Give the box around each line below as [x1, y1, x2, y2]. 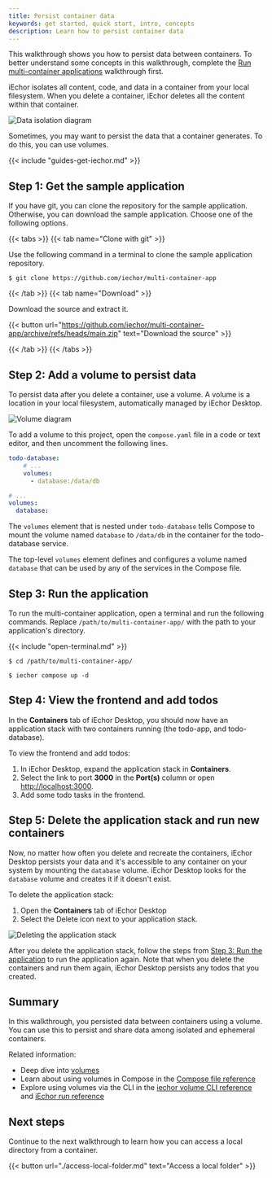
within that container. [8, 99, 79, 110]
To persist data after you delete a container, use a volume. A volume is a [8, 390, 251, 399]
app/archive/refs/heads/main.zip [8, 329, 118, 339]
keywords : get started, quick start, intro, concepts [8, 20, 195, 28]
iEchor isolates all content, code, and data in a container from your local [8, 82, 250, 92]
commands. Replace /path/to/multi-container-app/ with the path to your [8, 616, 257, 627]
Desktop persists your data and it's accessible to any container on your [8, 856, 248, 866]
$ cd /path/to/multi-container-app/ [8, 657, 133, 665]
